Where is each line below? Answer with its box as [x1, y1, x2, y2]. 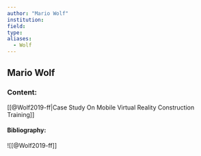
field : [7, 23, 26, 29]
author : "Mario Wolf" [7, 10, 69, 17]
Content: [7, 88, 38, 97]
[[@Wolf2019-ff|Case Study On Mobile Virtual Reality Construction [7, 103, 195, 112]
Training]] [7, 110, 35, 118]
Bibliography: [7, 126, 46, 134]
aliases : [7, 36, 32, 42]
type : [7, 29, 23, 36]
